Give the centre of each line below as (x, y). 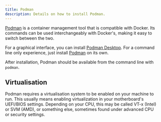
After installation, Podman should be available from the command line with (80, 62)
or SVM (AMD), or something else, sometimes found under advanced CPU (80, 109)
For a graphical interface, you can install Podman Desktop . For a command (80, 47)
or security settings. (25, 115)
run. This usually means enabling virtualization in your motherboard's (74, 99)
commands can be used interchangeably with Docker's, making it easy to (79, 33)
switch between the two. (30, 38)
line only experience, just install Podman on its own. (57, 53)
